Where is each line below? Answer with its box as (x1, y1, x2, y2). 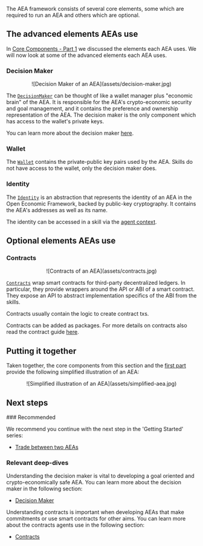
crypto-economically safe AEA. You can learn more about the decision (6, 479, 181, 486)
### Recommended (6, 414, 56, 421)
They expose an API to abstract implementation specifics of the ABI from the (6, 292, 197, 299)
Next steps (6, 397, 48, 408)
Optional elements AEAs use (6, 236, 116, 246)
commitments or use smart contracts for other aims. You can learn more (6, 515, 186, 522)
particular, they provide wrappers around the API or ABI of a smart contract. (6, 285, 195, 293)
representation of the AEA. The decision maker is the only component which (6, 111, 196, 119)
